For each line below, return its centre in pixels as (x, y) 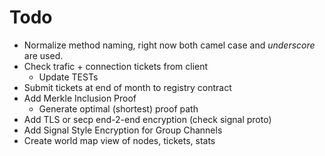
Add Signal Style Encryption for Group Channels (123, 130)
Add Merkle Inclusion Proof (80, 98)
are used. (43, 55)
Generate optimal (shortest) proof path (118, 108)
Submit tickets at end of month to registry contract (127, 87)
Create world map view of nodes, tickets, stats (119, 140)
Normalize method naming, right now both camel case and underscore (169, 45)
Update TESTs (68, 77)
